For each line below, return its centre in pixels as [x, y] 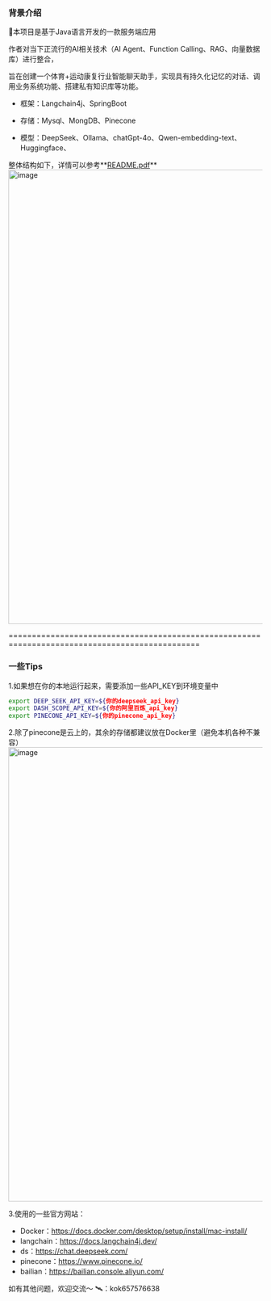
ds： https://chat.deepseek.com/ [74, 1251]
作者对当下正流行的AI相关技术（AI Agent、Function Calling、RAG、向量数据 [134, 49]
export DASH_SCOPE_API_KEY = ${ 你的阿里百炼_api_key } [94, 708]
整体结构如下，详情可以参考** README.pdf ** [83, 165]
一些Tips [25, 666]
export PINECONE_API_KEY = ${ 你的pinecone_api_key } [92, 716]
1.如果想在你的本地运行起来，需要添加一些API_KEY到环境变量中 [114, 686]
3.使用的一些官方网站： [47, 1214]
